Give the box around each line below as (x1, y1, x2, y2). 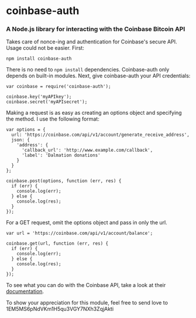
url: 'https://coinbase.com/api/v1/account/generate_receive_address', (11, 132, 190, 138)
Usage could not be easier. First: (6, 45, 85, 52)
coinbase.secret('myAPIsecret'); (6, 99, 88, 105)
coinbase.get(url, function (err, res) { (6, 241, 109, 247)
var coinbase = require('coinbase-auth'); (6, 84, 111, 90)
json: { (11, 137, 30, 143)
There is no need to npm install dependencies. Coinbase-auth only (6, 66, 170, 73)
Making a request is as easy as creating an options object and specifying (6, 110, 183, 117)
